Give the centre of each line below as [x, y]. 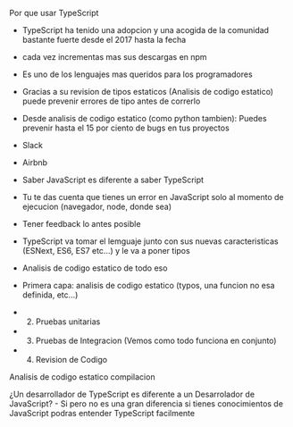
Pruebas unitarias [68, 322]
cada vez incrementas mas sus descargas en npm [114, 57]
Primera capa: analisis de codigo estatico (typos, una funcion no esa [148, 285]
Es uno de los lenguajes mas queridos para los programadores [137, 74]
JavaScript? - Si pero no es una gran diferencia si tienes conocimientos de [146, 404]
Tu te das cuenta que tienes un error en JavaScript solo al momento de [153, 197]
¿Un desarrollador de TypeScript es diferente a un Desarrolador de [132, 394]
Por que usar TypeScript [54, 13]
